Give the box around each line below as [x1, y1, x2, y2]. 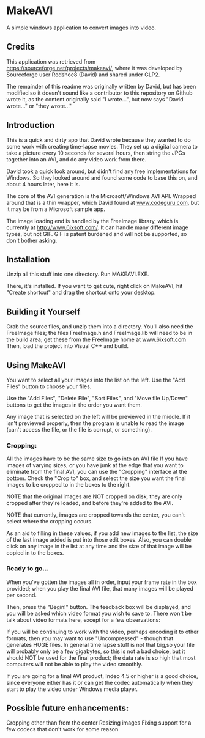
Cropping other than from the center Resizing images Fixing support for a [6, 719, 192, 726]
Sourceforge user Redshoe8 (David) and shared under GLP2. [6, 71, 160, 78]
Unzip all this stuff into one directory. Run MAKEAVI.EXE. [6, 270, 149, 278]
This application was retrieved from [6, 57, 96, 65]
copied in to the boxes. [6, 549, 64, 556]
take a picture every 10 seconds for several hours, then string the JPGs [6, 149, 185, 157]
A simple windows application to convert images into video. [6, 24, 157, 31]
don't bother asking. [6, 237, 58, 244]
